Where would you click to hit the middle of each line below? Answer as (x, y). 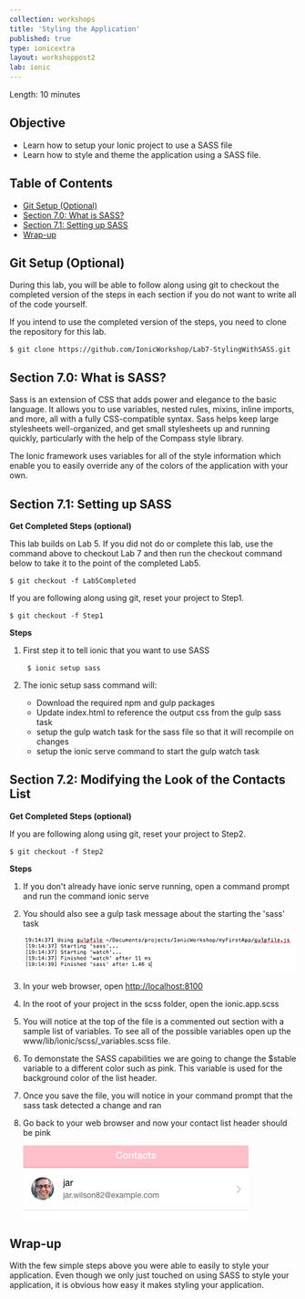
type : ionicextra (42, 48)
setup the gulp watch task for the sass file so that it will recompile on (165, 732)
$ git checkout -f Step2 (56, 852)
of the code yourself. (49, 305)
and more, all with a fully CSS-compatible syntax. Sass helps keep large (144, 419)
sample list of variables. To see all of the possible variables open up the (157, 1031)
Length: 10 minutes (45, 94)
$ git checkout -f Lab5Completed (73, 581)
